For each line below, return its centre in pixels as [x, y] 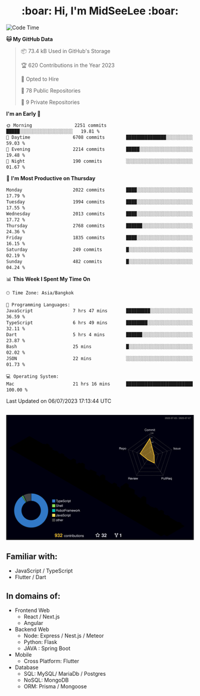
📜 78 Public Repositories [51, 90]
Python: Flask [40, 642]
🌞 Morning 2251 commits [57, 125]
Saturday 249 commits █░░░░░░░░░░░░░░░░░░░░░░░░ [100, 250]
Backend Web [32, 629]
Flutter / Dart [30, 577]
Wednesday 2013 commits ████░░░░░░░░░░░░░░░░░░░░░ [100, 214]
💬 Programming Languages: [38, 305]
